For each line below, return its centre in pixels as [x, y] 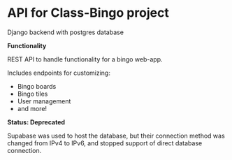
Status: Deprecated [36, 122]
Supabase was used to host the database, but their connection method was [116, 136]
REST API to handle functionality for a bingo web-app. [85, 59]
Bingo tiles [32, 94]
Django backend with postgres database [66, 32]
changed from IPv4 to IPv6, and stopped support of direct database [105, 143]
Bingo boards [37, 86]
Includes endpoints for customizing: [59, 73]
